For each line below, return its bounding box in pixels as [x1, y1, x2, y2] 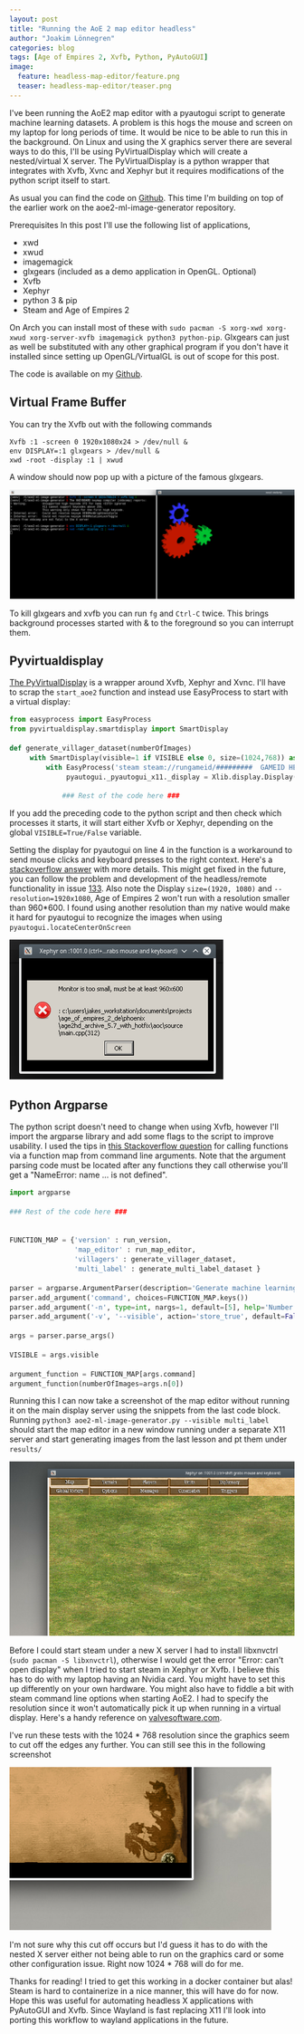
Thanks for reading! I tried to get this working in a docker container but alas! [9, 1975, 293, 1987]
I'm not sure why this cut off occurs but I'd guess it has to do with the [9, 1939, 269, 1950]
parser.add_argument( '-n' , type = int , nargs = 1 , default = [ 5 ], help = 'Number [9, 1302, 294, 1312]
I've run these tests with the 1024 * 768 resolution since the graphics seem [9, 1730, 290, 1741]
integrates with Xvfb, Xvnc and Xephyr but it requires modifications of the [9, 165, 285, 176]
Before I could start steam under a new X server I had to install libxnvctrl [9, 1645, 279, 1655]
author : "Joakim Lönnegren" [9, 34, 116, 43]
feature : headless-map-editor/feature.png [17, 72, 180, 82]
